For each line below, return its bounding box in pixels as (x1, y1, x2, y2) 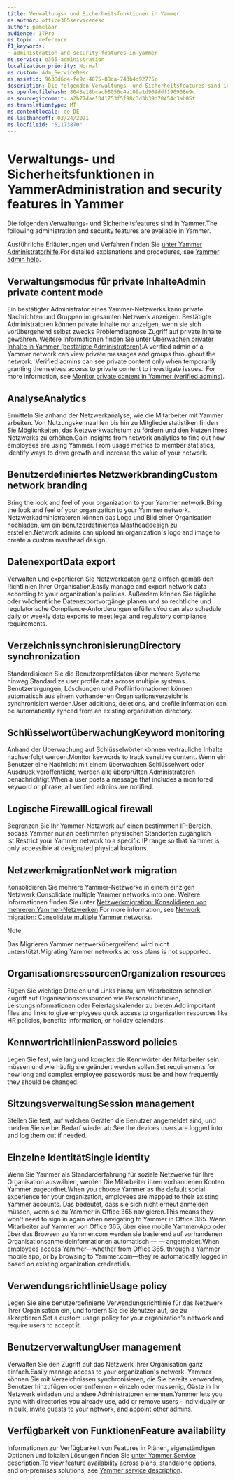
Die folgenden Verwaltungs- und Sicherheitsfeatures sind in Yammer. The (7, 219, 218, 228)
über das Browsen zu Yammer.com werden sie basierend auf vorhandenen (7, 1230, 222, 1238)
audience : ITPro (7, 29, 55, 37)
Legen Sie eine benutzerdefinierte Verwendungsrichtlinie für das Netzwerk (7, 1299, 223, 1307)
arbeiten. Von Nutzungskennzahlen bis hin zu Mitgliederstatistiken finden (7, 419, 218, 427)
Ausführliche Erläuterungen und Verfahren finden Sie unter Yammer (7, 240, 203, 249)
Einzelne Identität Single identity (7, 1151, 150, 1163)
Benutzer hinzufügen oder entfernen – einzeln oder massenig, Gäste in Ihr (7, 1382, 220, 1390)
